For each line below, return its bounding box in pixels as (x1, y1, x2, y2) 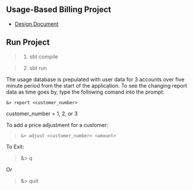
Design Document (14, 20, 59, 27)
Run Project (6, 38, 50, 48)
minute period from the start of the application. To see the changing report (6, 82, 188, 89)
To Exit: (6, 143, 25, 150)
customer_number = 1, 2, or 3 (6, 110, 78, 117)
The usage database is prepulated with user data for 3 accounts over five (6, 76, 185, 83)
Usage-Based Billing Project (6, 5, 112, 15)
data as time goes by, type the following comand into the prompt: (6, 88, 165, 95)
